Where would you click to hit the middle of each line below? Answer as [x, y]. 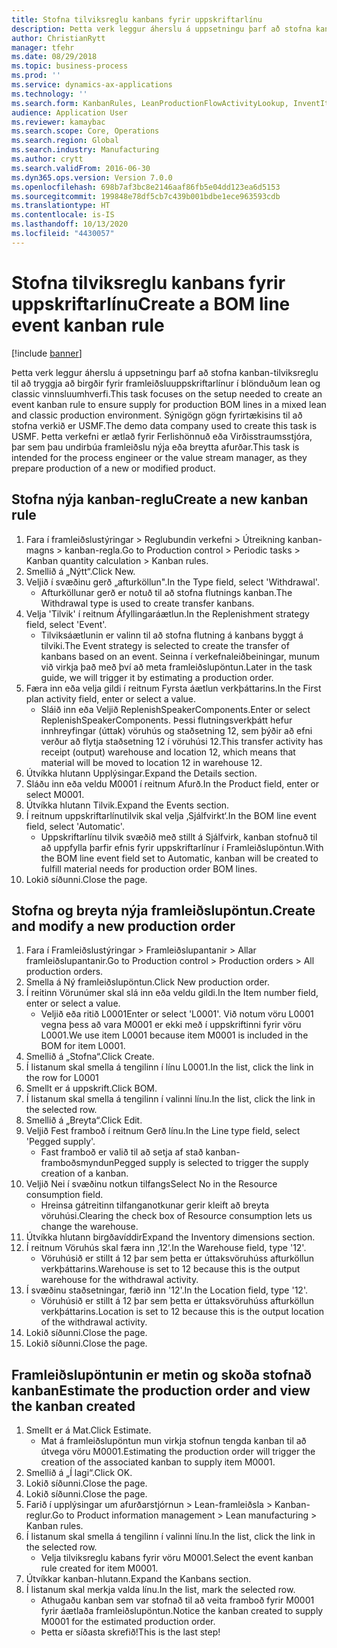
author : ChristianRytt [58, 38]
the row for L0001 [62, 1078]
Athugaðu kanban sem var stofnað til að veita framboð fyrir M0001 [177, 1600]
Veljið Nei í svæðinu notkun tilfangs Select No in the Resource [151, 1184]
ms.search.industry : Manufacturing [85, 150]
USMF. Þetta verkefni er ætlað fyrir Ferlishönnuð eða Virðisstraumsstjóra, [162, 436]
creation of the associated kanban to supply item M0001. [158, 1462]
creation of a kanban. [84, 1173]
